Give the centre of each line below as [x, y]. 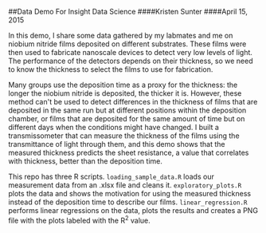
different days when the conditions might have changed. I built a [113, 127]
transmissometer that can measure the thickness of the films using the [124, 136]
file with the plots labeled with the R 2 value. [80, 220]
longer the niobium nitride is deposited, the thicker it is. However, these [125, 93]
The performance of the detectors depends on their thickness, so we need [131, 61]
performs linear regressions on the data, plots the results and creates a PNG [133, 210]
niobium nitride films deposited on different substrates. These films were [127, 44]
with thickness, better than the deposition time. [86, 161]
